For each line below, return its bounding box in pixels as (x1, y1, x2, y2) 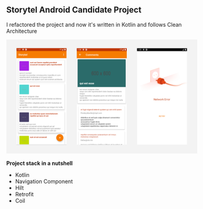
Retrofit (15, 191, 34, 198)
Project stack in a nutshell (6, 160, 73, 167)
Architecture (6, 27, 38, 35)
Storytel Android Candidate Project (6, 5, 142, 15)
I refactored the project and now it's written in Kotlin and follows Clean (6, 21, 182, 28)
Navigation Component (15, 178, 73, 185)
